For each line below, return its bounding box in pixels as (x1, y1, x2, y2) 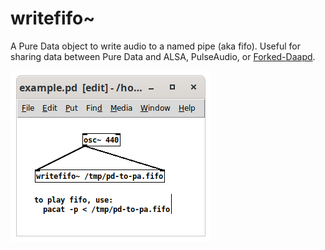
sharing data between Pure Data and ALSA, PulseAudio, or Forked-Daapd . (10, 50, 316, 62)
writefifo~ (10, 7, 96, 30)
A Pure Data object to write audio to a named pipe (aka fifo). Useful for (10, 40, 301, 52)
